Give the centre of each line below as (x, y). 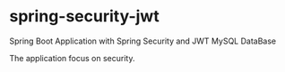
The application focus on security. (72, 58)
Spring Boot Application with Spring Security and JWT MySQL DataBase (143, 41)
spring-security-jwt (84, 16)
